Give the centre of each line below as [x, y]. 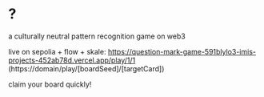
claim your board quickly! [50, 84]
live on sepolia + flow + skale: [57, 51]
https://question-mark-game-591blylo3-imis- [182, 51]
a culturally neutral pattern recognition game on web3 [97, 36]
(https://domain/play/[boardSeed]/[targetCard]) [86, 68]
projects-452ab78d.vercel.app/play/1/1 [72, 60]
